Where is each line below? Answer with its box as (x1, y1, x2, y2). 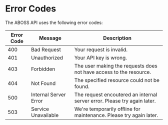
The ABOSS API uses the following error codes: (5, 19, 103, 25)
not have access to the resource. (74, 68, 151, 75)
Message (39, 34, 61, 41)
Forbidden (30, 65, 55, 72)
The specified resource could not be (74, 76, 160, 83)
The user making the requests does (74, 62, 157, 69)
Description (103, 34, 131, 41)
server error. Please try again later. (74, 97, 156, 104)
